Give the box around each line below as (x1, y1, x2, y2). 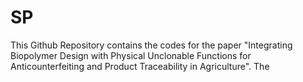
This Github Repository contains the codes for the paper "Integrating (10, 39, 293, 51)
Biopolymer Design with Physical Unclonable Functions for (10, 49, 252, 61)
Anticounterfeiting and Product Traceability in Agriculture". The (10, 60, 270, 72)
